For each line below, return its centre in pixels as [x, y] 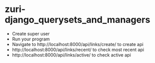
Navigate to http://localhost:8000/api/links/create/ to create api [78, 44]
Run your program [31, 39]
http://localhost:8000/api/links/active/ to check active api [71, 55]
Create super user [31, 33]
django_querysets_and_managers [77, 20]
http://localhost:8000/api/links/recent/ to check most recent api [78, 49]
